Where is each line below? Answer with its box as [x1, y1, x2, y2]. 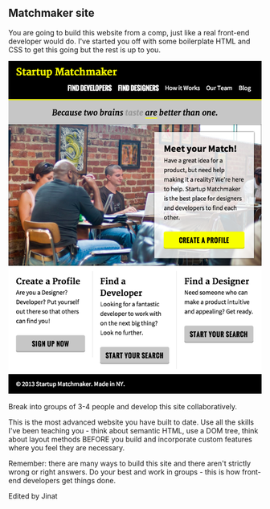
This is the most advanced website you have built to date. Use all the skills [8, 417, 255, 427]
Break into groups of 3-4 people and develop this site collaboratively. [8, 402, 238, 412]
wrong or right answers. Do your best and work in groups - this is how [8, 467, 241, 477]
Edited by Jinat [8, 491, 58, 501]
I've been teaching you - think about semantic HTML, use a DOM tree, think [8, 426, 259, 436]
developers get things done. [22, 476, 117, 486]
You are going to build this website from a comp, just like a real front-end [8, 27, 250, 37]
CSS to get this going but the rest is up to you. [8, 44, 161, 55]
